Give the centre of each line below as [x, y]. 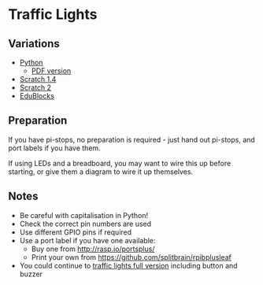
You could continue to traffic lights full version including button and [128, 265]
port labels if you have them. [54, 148]
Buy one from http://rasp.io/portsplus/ [93, 249]
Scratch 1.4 [38, 79]
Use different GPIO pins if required [76, 232]
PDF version [51, 71]
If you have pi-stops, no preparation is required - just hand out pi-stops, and [132, 139]
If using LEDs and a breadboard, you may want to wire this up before [120, 163]
